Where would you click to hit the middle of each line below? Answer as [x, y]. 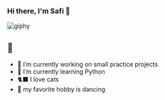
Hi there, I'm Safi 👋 [39, 11]
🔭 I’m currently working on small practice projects [87, 64]
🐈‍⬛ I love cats [38, 79]
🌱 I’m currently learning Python [61, 72]
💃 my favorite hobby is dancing [61, 90]
